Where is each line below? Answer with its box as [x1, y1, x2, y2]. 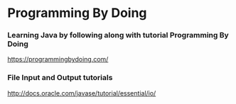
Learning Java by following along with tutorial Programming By [7, 30, 229, 40]
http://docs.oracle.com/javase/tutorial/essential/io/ [7, 88, 156, 97]
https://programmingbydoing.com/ [7, 55, 109, 64]
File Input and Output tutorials [7, 73, 113, 83]
